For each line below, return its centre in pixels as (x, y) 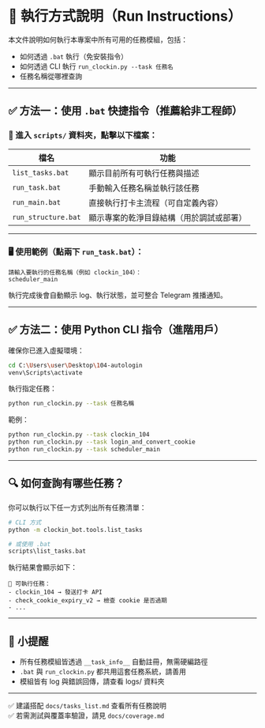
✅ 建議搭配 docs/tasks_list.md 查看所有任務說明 (88, 706)
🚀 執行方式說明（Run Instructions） (125, 16)
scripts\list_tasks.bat (47, 551)
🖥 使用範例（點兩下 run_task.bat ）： (76, 251)
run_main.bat (37, 202)
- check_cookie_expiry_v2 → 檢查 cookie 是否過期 (88, 601)
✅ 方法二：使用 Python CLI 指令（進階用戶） (116, 330)
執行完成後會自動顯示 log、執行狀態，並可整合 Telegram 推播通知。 (118, 295)
